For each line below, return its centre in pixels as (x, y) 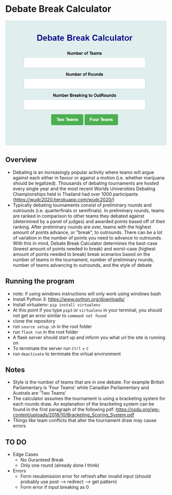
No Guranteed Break (42, 460)
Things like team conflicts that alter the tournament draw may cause (85, 420)
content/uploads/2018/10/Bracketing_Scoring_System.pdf (73, 415)
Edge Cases (25, 454)
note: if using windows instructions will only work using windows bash (87, 294)
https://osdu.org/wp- (138, 410)
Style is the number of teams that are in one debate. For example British (89, 382)
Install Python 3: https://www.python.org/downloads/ (69, 299)
